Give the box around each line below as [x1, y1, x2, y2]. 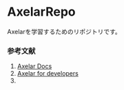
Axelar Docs [17, 62, 52, 70]
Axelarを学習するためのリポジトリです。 [7, 27, 122, 35]
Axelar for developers [17, 70, 79, 78]
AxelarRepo [7, 4, 76, 20]
